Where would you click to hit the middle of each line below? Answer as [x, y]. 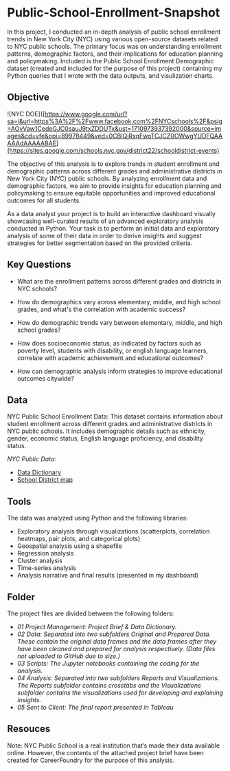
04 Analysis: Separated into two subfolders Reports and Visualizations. [118, 678]
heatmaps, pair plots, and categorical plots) [79, 539]
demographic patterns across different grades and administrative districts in [115, 171]
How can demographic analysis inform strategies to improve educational [120, 371]
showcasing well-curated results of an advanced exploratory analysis [105, 221]
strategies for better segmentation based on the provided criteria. [100, 243]
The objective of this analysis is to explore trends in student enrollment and [113, 164]
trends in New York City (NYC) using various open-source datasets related [113, 39]
